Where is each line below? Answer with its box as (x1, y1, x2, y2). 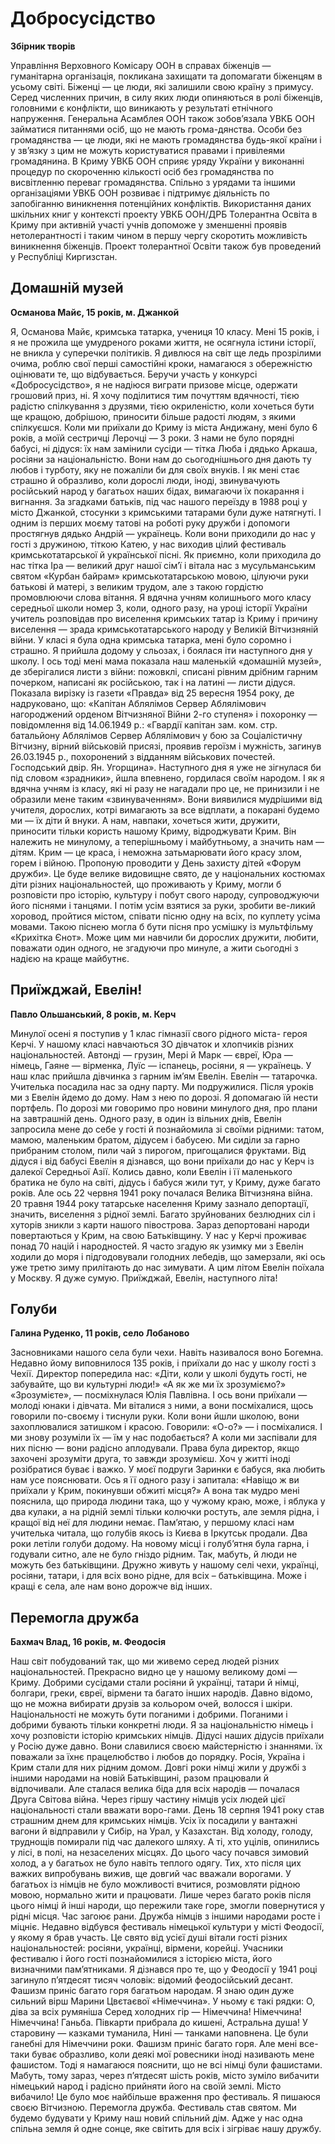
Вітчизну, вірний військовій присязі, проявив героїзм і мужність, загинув (10, 740, 322, 752)
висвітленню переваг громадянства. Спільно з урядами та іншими (10, 176, 296, 188)
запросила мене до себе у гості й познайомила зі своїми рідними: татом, (10, 1123, 325, 1135)
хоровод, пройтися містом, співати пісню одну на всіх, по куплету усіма (10, 910, 321, 922)
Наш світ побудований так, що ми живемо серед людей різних (10, 1655, 280, 1667)
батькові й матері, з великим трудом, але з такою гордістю (10, 580, 264, 592)
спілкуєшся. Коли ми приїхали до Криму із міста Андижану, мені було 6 (10, 421, 318, 433)
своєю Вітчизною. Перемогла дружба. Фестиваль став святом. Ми (10, 2102, 297, 2114)
